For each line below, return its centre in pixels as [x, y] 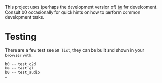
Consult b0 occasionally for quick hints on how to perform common [73, 12]
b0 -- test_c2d [20, 64]
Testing [21, 37]
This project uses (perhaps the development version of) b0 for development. [81, 7]
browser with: [19, 55]
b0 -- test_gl [19, 68]
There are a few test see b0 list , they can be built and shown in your [75, 50]
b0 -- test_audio [23, 72]
